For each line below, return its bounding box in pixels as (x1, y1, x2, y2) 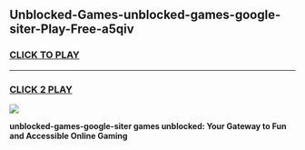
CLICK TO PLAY (9, 49, 80, 62)
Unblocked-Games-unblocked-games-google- (9, 7, 281, 23)
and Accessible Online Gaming (9, 130, 128, 141)
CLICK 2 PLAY (9, 83, 73, 95)
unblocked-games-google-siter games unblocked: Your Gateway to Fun (9, 120, 287, 131)
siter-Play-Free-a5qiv (9, 22, 134, 37)
